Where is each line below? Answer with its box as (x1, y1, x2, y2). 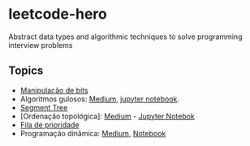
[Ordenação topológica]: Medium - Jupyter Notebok (19, 111, 195, 121)
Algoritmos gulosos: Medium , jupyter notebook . (19, 94, 180, 104)
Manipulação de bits (19, 85, 88, 95)
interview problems (8, 40, 73, 49)
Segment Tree (19, 102, 68, 112)
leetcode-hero (8, 5, 108, 24)
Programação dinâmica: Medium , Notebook (19, 128, 166, 138)
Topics (8, 64, 44, 78)
